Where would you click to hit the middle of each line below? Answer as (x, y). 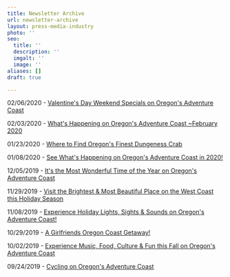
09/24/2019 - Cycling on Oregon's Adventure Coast (81, 267)
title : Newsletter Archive (46, 13)
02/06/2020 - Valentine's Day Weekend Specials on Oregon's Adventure (111, 103)
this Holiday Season (35, 199)
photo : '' (21, 33)
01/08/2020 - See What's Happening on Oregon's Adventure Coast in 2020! (115, 157)
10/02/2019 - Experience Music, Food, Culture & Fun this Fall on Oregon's (111, 246)
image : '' (27, 65)
